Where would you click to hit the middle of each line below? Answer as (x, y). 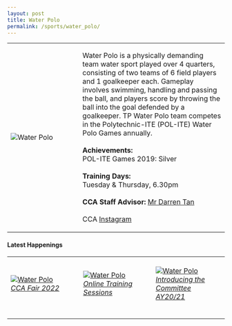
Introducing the (181, 279)
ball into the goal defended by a (134, 108)
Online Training (108, 283)
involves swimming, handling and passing (150, 90)
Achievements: (108, 150)
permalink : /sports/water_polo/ (54, 26)
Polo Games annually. (118, 133)
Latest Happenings (35, 245)
